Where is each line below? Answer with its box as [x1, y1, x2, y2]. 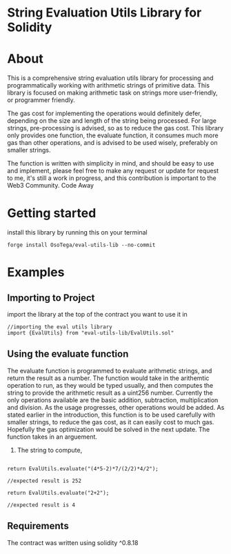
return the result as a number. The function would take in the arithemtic [7, 374, 210, 382]
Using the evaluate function [7, 348, 129, 360]
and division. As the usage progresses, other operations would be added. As [7, 403, 225, 411]
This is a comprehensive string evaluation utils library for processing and [7, 74, 214, 82]
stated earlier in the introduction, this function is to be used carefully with [7, 410, 215, 419]
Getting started [7, 206, 97, 221]
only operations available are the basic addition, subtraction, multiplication [7, 395, 219, 404]
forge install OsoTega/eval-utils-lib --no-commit [7, 241, 156, 249]
